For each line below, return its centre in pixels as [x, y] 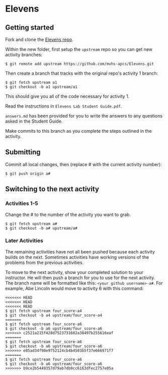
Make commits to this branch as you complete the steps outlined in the [78, 131]
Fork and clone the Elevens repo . [39, 39]
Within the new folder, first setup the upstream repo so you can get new [79, 49]
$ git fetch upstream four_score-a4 [44, 311]
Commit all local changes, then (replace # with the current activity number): [83, 164]
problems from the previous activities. [45, 262]
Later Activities [24, 241]
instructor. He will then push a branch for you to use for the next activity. [80, 278]
